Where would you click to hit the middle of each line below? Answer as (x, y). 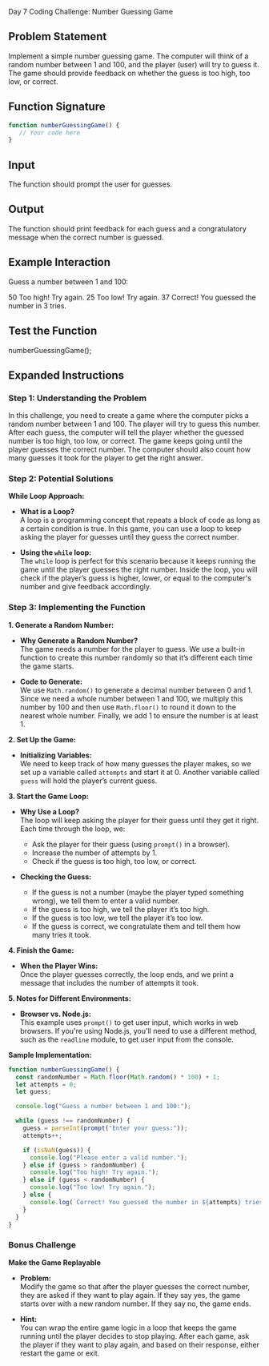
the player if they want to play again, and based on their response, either (140, 1344)
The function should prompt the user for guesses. (90, 184)
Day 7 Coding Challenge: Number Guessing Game (91, 12)
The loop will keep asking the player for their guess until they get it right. (139, 820)
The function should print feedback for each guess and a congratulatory (127, 228)
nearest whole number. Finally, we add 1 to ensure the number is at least (139, 715)
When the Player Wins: (59, 966)
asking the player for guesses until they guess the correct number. (129, 537)
